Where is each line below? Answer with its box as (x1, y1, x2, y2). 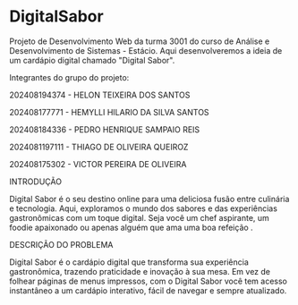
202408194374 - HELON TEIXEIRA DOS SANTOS (9, 89, 191, 100)
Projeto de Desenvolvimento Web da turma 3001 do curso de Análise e (9, 36, 270, 47)
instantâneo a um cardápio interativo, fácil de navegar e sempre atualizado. (9, 284, 287, 296)
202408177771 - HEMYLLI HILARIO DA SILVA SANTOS (9, 106, 209, 117)
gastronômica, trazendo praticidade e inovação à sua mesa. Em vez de (9, 266, 271, 276)
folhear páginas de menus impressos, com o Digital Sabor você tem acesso (9, 275, 288, 286)
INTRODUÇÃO (9, 176, 63, 187)
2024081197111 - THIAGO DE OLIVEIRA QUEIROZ (9, 141, 189, 152)
